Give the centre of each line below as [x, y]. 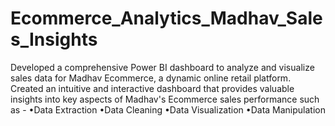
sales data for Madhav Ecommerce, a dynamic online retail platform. [151, 78]
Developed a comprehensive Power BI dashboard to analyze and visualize [162, 67]
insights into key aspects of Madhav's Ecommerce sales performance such [165, 99]
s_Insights [54, 39]
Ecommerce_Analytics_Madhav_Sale [166, 18]
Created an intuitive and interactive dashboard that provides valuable [152, 88]
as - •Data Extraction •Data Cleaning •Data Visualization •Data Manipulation [168, 109]
